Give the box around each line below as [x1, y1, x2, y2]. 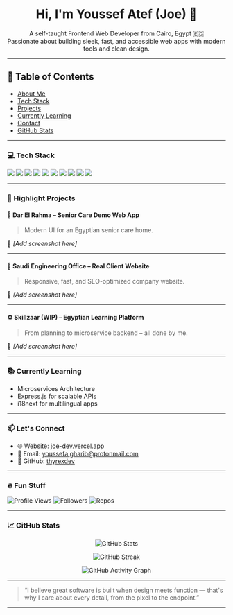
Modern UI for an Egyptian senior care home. [24, 226, 154, 234]
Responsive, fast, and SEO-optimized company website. [24, 277, 185, 286]
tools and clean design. [83, 44, 150, 53]
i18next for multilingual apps [17, 399, 98, 408]
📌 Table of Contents [7, 71, 94, 83]
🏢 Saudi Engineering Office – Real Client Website [7, 261, 150, 270]
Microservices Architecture [17, 384, 96, 392]
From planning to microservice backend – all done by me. [24, 329, 189, 337]
